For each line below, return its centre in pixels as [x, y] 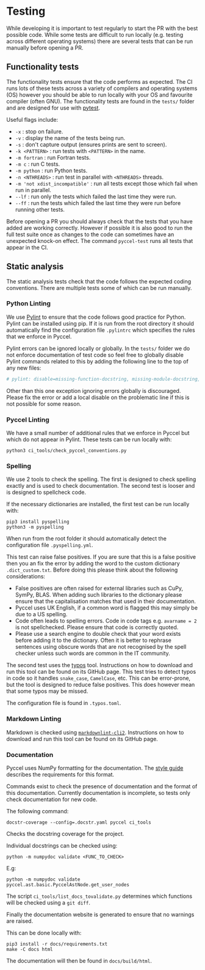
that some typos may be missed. [47, 691]
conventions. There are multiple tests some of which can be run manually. [99, 288]
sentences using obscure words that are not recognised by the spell [101, 647]
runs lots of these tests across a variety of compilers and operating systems [102, 88]
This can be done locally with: [44, 933]
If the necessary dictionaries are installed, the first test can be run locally [98, 504]
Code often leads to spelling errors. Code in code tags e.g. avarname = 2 [106, 621]
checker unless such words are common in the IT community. [93, 654]
